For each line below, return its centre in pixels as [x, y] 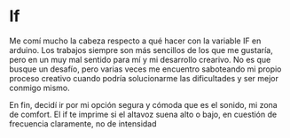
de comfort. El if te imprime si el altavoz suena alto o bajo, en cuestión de [143, 114]
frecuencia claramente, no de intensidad [83, 123]
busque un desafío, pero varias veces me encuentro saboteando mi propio [145, 69]
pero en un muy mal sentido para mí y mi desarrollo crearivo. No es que [140, 59]
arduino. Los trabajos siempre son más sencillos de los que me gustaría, [141, 50]
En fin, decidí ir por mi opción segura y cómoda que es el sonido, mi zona [143, 104]
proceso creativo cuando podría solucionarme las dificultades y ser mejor [144, 78]
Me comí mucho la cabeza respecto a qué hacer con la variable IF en [135, 41]
